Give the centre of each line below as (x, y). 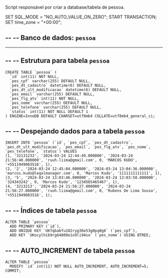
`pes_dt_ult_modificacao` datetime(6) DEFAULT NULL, (66, 89)
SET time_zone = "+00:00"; (33, 22)
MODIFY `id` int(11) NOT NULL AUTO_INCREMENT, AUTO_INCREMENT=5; (79, 266)
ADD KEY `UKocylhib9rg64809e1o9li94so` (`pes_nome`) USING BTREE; (80, 235)
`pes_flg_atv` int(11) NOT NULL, (44, 98)
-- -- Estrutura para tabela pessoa (57, 61)
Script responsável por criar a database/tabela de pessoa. (65, 7)
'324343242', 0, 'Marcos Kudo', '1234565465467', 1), (62, 182)
